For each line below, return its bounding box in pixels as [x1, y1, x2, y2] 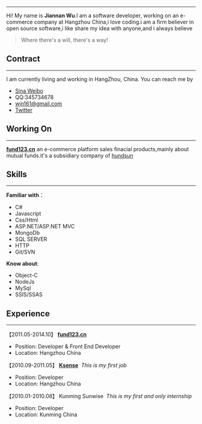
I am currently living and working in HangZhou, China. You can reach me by [6, 75, 194, 83]
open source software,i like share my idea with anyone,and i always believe [6, 25, 193, 32]
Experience [6, 308, 50, 319]
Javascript [14, 210, 41, 217]
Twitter [14, 106, 33, 113]
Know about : [6, 260, 39, 267]
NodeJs [14, 278, 35, 285]
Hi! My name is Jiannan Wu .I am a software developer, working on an [6, 12, 179, 19]
